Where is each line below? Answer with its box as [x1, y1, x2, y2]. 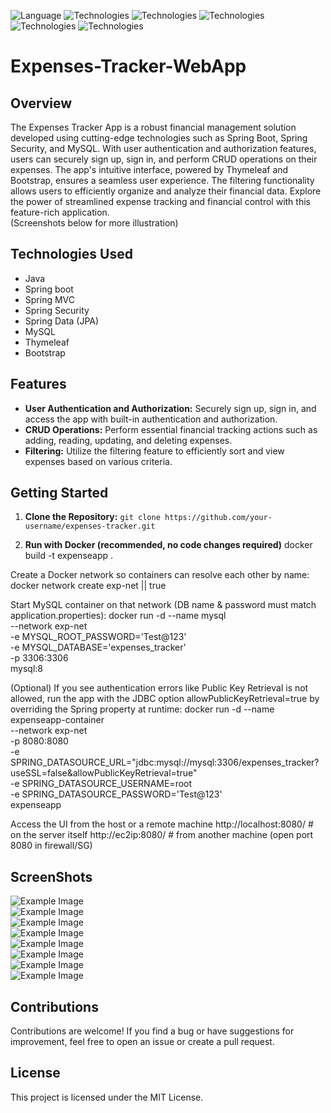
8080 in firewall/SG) [10, 840, 93, 852]
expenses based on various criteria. [24, 455, 173, 467]
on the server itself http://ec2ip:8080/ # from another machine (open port [10, 829, 314, 841]
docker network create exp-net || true [10, 580, 167, 592]
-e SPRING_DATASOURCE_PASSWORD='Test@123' [10, 788, 223, 800]
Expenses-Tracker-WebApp [10, 55, 247, 78]
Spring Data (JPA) [24, 315, 100, 327]
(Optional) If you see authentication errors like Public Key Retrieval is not [10, 682, 309, 694]
